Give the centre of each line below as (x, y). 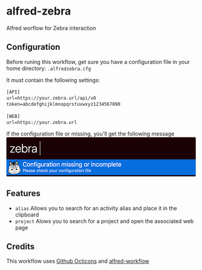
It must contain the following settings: (53, 80)
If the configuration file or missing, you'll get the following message (90, 133)
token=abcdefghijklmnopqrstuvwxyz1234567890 (63, 104)
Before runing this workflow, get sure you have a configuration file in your (98, 61)
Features (23, 194)
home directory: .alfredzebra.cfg (49, 68)
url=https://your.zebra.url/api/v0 (51, 98)
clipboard (27, 215)
